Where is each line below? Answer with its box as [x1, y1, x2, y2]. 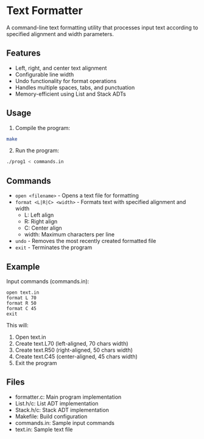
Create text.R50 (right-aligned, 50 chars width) [15, 346, 133, 354]
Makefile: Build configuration [15, 413, 88, 420]
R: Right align [24, 218, 58, 225]
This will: [6, 321, 29, 328]
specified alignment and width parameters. [6, 30, 114, 37]
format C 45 [6, 305, 37, 311]
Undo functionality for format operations [15, 77, 117, 84]
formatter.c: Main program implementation [15, 393, 122, 401]
